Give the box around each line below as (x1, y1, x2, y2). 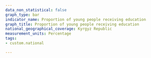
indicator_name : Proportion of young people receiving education (5, 17, 146, 22)
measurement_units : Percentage (5, 31, 71, 36)
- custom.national (5, 41, 44, 46)
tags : (5, 36, 17, 41)
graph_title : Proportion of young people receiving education (5, 21, 139, 27)
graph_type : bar (5, 12, 40, 17)
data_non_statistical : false (5, 7, 67, 13)
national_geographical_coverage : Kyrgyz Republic (5, 26, 112, 32)
